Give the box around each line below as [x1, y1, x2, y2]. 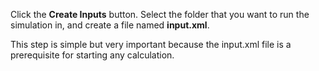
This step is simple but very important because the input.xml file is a [10, 39, 292, 50]
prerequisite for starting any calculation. [10, 49, 175, 61]
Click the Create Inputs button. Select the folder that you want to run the [10, 9, 310, 20]
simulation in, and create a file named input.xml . [10, 19, 210, 31]
